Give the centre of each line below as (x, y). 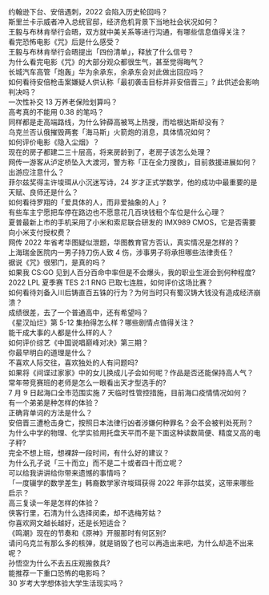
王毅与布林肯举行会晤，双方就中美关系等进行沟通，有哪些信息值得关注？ (127, 32)
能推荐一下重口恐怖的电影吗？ (57, 573)
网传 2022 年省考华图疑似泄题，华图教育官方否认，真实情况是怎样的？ (124, 242)
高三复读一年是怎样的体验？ (54, 503)
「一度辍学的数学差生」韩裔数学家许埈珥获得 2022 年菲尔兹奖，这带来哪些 (131, 483)
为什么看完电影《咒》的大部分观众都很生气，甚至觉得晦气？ (106, 62)
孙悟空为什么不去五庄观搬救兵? (59, 563)
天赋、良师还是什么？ (43, 192)
